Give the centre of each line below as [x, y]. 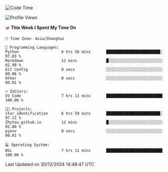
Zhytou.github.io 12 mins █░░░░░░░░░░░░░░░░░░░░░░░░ [84, 122]
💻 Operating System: [28, 145]
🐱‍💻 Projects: [19, 109]
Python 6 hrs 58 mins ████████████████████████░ [84, 52]
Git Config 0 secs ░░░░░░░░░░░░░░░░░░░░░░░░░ [84, 69]
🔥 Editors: [17, 92]
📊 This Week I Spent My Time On [41, 27]
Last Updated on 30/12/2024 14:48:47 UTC [50, 164]
